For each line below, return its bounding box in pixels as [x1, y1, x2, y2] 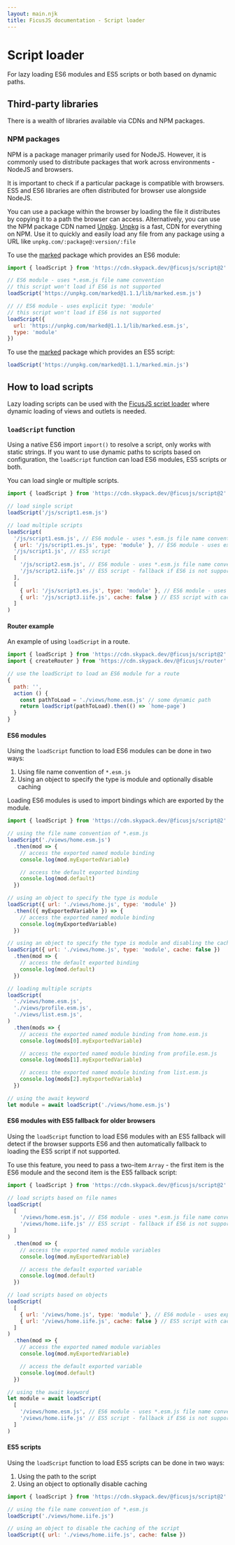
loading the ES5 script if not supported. [7, 1147, 121, 1155]
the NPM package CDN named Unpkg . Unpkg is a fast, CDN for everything [7, 222, 222, 230]
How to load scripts [7, 380, 94, 393]
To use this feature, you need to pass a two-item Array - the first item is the [7, 1160, 225, 1169]
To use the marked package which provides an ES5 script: [7, 348, 175, 357]
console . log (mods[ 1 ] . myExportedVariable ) [20, 1056, 142, 1063]
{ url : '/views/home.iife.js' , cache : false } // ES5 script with [20, 1318, 218, 1325]
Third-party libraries [7, 98, 99, 110]
